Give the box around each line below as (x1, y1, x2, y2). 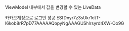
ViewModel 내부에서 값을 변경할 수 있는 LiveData (5, 4, 101, 10)
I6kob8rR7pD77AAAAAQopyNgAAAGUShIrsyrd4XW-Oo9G (5, 20, 125, 26)
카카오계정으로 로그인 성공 (5, 15, 56, 21)
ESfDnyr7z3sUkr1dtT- (56, 15, 101, 21)
